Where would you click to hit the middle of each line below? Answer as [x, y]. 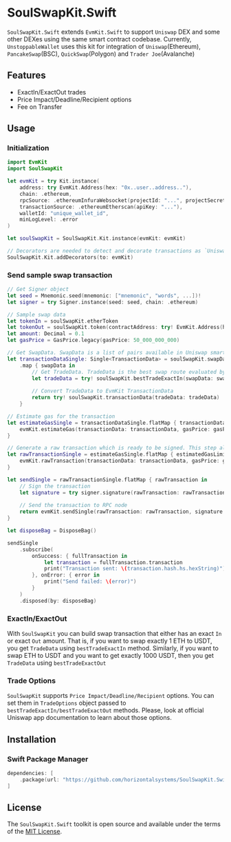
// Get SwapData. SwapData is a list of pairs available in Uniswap [107, 353]
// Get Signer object [38, 290]
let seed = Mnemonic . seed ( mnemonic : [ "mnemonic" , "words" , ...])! [104, 295]
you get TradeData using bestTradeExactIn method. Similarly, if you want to [113, 648]
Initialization [28, 148]
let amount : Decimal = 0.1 [46, 334]
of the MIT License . [35, 832]
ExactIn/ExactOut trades [52, 92]
